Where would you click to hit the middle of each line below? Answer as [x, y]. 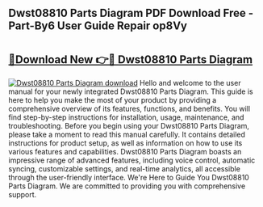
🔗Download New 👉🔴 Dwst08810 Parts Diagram [130, 59]
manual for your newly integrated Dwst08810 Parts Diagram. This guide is [131, 91]
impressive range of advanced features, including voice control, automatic [132, 160]
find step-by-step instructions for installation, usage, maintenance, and [126, 117]
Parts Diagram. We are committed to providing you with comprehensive [127, 186]
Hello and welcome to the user [190, 83]
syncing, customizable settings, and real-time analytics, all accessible [124, 169]
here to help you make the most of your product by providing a [113, 100]
